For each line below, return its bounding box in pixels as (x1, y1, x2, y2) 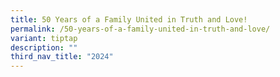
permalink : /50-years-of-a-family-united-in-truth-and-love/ (10, 24, 271, 34)
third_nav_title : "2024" (10, 52, 114, 62)
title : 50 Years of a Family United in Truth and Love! (10, 14, 248, 25)
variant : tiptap (10, 33, 78, 43)
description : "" (10, 42, 78, 53)
